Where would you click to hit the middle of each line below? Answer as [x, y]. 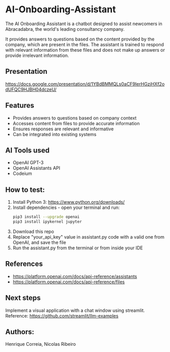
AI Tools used [27, 150]
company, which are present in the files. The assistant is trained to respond [85, 44]
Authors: [20, 332]
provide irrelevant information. [37, 55]
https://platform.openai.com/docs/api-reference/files [69, 282]
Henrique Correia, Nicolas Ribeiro [40, 344]
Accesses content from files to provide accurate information [76, 123]
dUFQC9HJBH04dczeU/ [31, 89]
